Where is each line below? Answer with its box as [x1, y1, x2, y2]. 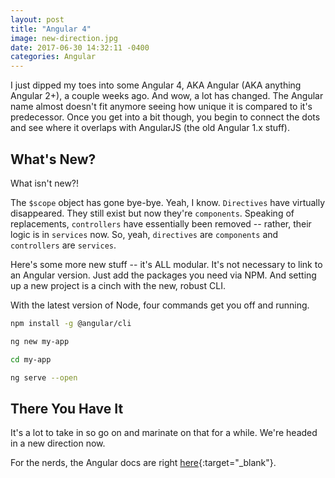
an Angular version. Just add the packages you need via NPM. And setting [10, 269, 317, 281]
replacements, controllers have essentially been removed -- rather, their [10, 217, 312, 230]
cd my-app [10, 354, 52, 365]
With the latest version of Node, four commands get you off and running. [10, 299, 310, 311]
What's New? [10, 151, 97, 168]
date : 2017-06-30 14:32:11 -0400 [10, 42, 150, 53]
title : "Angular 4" [10, 24, 92, 34]
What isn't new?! [10, 177, 80, 189]
